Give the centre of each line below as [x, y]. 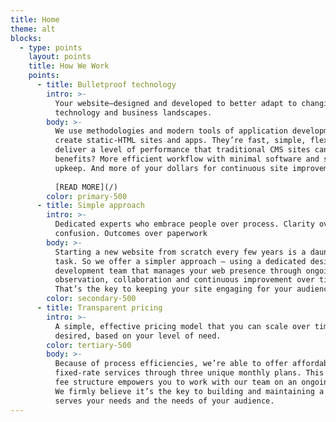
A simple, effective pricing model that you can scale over [182, 326]
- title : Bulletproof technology [106, 85]
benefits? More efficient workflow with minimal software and [187, 159]
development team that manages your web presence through [178, 271]
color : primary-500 [87, 196]
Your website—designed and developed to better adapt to [176, 103]
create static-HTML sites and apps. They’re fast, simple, [180, 141]
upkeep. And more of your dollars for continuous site [171, 168]
